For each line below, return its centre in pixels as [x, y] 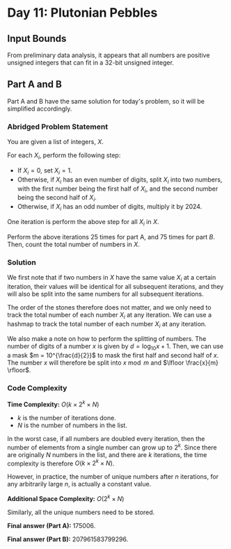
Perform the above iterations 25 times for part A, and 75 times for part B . [111, 237]
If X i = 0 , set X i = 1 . [45, 171]
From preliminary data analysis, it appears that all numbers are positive [109, 55]
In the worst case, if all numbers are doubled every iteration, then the [106, 439]
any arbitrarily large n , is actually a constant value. [79, 484]
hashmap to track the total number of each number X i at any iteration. [107, 325]
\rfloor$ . [19, 370]
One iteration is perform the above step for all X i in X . [83, 222]
